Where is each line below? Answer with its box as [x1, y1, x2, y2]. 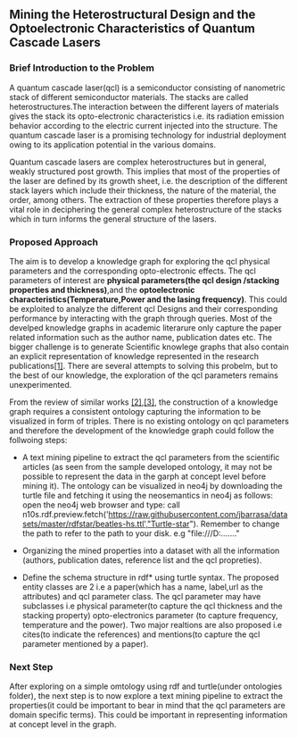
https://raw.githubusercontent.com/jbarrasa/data [108, 508, 288, 519]
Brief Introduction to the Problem [9, 62, 154, 74]
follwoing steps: [9, 434, 68, 445]
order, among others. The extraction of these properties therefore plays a [9, 194, 279, 205]
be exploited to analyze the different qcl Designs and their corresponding [9, 303, 278, 314]
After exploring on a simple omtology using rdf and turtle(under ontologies [9, 681, 283, 692]
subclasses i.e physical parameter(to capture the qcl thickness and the [21, 600, 283, 611]
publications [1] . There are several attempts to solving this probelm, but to [9, 360, 278, 371]
